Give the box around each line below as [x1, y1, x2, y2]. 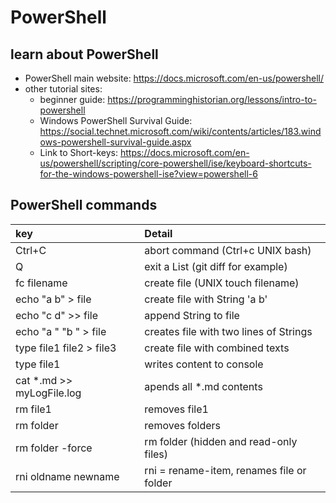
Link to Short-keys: [39, 147, 119, 158]
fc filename [15, 276, 68, 290]
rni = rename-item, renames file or [144, 463, 307, 477]
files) [144, 447, 169, 461]
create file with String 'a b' [144, 292, 268, 306]
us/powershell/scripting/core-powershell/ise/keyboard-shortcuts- [39, 157, 312, 169]
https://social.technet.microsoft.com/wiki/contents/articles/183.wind [39, 126, 322, 137]
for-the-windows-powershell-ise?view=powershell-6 [39, 168, 258, 180]
